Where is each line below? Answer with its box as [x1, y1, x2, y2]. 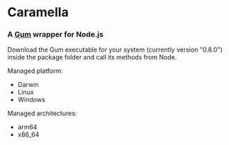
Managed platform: [7, 66, 63, 75]
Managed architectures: [7, 109, 77, 117]
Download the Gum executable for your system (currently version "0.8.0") [7, 45, 223, 54]
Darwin [17, 81, 39, 89]
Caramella [7, 4, 69, 21]
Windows [17, 95, 45, 104]
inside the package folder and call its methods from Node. [7, 53, 177, 62]
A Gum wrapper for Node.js [7, 30, 104, 40]
